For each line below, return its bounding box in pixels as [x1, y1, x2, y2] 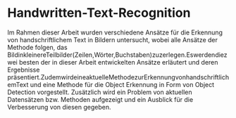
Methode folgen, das [7, 43, 68, 51]
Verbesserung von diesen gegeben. [7, 103, 111, 111]
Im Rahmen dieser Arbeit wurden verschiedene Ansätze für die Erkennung [7, 28, 223, 37]
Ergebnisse [7, 65, 40, 74]
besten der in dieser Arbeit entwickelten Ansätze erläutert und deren [18, 58, 218, 66]
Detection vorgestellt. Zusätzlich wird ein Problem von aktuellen [7, 88, 192, 96]
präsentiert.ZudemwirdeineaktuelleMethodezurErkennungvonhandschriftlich [7, 72, 230, 81]
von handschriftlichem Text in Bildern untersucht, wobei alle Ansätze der [7, 35, 218, 44]
